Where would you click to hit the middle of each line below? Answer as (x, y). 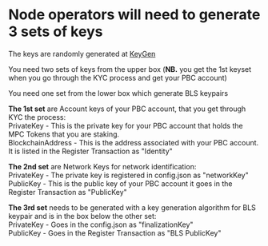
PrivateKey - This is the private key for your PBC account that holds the (126, 125)
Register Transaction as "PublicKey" (68, 192)
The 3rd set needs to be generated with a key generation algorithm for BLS (132, 207)
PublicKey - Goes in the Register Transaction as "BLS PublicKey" (115, 232)
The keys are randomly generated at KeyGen (82, 54)
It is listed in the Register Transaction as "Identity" (91, 151)
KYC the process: (37, 117)
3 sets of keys (56, 32)
